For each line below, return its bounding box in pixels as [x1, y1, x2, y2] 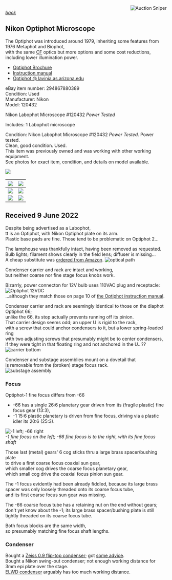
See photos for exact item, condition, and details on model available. [5, 159, 149, 165]
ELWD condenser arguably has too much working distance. [5, 569, 131, 575]
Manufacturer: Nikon [5, 96, 49, 102]
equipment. [5, 153, 30, 159]
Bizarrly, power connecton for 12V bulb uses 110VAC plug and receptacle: [5, 282, 160, 288]
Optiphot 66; [5, 308, 32, 314]
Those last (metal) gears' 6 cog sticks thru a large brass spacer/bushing [5, 449, 158, 455]
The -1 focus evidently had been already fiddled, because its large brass [5, 480, 158, 487]
